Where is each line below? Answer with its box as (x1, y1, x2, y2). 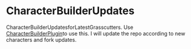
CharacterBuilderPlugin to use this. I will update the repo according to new (6, 30, 186, 37)
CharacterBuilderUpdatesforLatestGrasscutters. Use (6, 24, 134, 31)
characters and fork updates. (6, 36, 77, 43)
